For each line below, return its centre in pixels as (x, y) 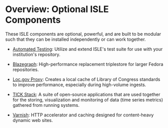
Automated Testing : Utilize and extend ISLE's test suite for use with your (88, 49)
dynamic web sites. (33, 120)
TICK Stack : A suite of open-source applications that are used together (86, 94)
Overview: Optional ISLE (57, 9)
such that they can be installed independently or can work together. (76, 39)
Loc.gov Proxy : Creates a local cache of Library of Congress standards (86, 79)
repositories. (25, 70)
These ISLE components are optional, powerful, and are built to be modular (83, 34)
